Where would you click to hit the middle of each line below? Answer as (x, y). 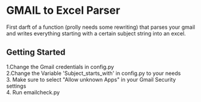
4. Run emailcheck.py (33, 92)
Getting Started (36, 52)
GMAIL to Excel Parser (63, 10)
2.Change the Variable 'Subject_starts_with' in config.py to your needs (94, 73)
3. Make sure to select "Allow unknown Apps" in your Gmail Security (91, 79)
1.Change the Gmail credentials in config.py (60, 67)
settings (16, 86)
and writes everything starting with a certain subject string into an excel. (96, 33)
